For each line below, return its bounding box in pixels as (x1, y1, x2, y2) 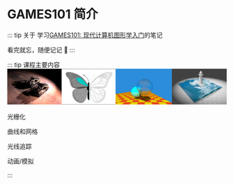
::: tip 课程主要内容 (7, 60, 61, 68)
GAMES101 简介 (7, 6, 99, 22)
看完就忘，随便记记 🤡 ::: (7, 45, 75, 54)
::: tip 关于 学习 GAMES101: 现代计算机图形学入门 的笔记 (7, 31, 163, 39)
